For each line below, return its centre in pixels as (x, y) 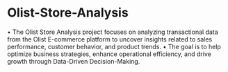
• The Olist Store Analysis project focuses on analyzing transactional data (113, 32)
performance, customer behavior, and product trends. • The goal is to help (114, 46)
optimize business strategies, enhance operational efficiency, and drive (109, 54)
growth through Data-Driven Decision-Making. (74, 61)
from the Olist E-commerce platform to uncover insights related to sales (110, 39)
